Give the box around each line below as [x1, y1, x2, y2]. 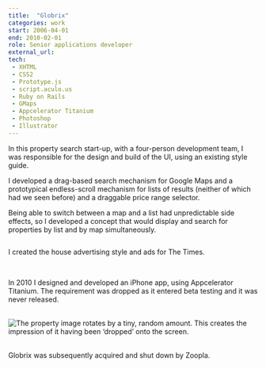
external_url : [8, 48, 55, 56]
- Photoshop [11, 115, 51, 123]
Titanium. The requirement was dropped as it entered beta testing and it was [8, 286, 258, 295]
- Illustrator [11, 122, 59, 130]
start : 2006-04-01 [8, 26, 69, 34]
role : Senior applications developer [8, 41, 133, 49]
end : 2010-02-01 [8, 33, 62, 42]
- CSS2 [11, 70, 34, 78]
